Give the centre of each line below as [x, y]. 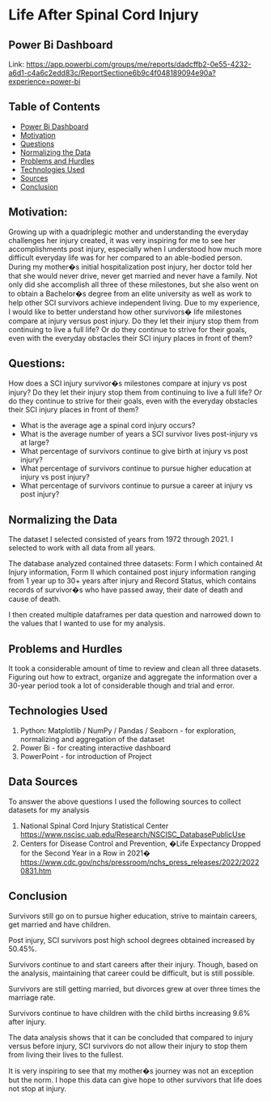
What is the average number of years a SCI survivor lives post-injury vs [139, 434]
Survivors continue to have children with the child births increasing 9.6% [129, 1013]
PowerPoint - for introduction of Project [86, 756]
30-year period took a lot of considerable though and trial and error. [121, 685]
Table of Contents [55, 107]
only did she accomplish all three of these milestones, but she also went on [133, 284]
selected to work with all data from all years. [82, 548]
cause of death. [34, 599]
